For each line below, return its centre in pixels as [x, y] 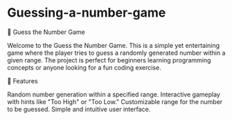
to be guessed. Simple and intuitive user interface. [79, 109]
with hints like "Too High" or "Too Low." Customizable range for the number [115, 101]
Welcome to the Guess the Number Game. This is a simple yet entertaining [114, 45]
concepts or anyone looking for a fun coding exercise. [84, 67]
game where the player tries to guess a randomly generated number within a [116, 53]
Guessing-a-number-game [87, 13]
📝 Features [23, 80]
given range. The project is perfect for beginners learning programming [109, 60]
